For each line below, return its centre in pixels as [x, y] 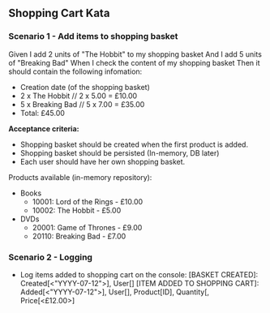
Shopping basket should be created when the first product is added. [134, 144]
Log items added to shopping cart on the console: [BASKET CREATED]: [139, 274]
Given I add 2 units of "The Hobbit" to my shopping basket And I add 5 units [135, 54]
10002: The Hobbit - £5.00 [77, 210]
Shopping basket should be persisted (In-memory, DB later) [120, 152]
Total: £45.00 [42, 113]
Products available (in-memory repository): [80, 177]
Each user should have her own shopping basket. [103, 161]
